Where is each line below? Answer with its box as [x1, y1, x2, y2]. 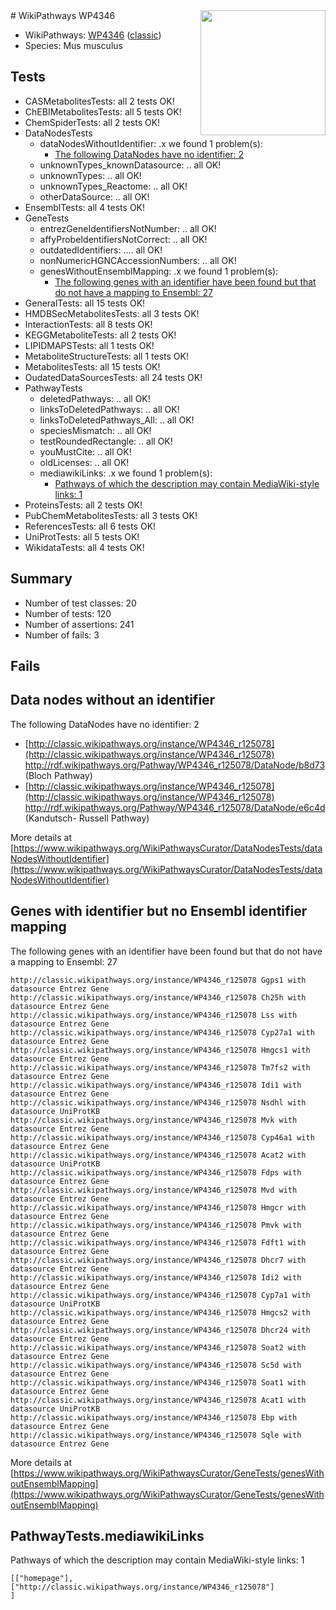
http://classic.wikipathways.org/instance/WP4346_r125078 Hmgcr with [10, 1202, 307, 1213]
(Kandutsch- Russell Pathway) [24, 812, 150, 824]
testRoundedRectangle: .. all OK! [39, 435, 173, 447]
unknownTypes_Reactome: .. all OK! [39, 180, 188, 192]
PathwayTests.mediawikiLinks [10, 1528, 205, 1545]
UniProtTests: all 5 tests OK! [24, 530, 140, 543]
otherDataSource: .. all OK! [39, 190, 150, 203]
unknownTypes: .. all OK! [39, 169, 142, 181]
